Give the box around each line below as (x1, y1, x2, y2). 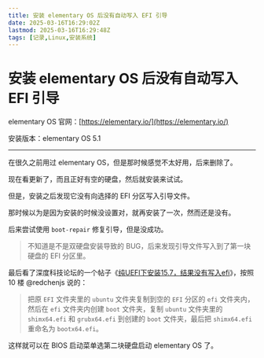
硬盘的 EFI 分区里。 (27, 251, 90, 260)
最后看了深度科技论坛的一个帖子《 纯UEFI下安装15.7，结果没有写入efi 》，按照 (8, 268, 254, 278)
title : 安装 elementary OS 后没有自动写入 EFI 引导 (8, 11, 168, 20)
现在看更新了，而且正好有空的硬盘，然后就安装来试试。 (8, 175, 187, 184)
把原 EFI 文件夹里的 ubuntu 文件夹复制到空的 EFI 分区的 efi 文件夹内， (27, 294, 255, 304)
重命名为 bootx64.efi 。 (27, 324, 104, 334)
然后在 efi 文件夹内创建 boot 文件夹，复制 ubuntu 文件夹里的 (27, 304, 223, 314)
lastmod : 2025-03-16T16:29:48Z (8, 26, 111, 34)
